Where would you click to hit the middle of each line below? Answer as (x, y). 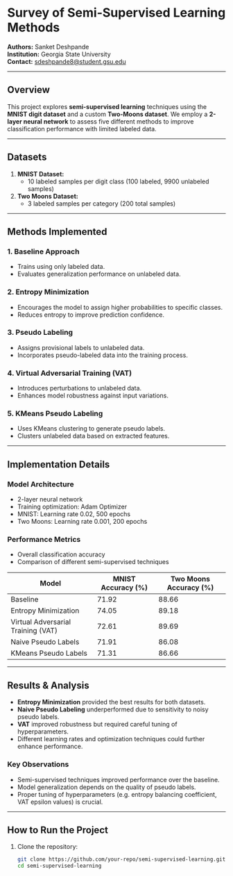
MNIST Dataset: (41, 174)
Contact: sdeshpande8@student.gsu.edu (67, 61)
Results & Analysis (48, 685)
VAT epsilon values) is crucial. (60, 802)
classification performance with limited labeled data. (82, 129)
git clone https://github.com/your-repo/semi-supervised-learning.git (121, 859)
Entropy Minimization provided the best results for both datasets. (111, 702)
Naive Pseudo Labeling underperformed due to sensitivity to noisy (113, 709)
